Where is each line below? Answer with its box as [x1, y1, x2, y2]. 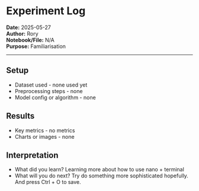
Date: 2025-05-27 [6, 24, 52, 31]
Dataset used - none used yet [14, 81, 88, 88]
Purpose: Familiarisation [6, 43, 66, 50]
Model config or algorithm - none [14, 94, 96, 101]
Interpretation [6, 150, 59, 160]
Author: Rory [6, 30, 38, 37]
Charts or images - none [14, 133, 75, 140]
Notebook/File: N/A [6, 36, 54, 43]
